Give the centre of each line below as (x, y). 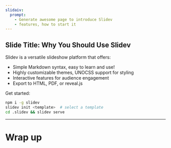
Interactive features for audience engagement (61, 78)
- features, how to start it (45, 24)
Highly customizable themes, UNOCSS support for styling (73, 72)
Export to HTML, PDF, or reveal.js (48, 83)
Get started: (18, 93)
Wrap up (24, 137)
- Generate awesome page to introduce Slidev (64, 19)
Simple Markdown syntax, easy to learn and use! (64, 67)
